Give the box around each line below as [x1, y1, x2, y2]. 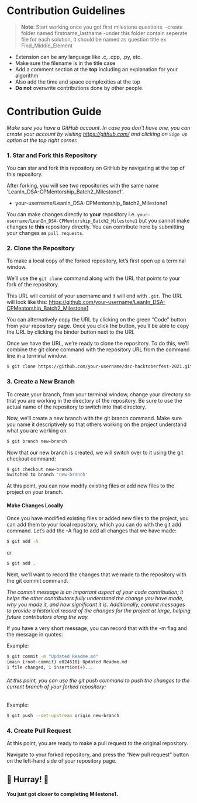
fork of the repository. [6, 281, 60, 288]
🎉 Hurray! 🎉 [6, 774, 49, 784]
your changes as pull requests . [6, 230, 84, 237]
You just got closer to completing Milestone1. [6, 791, 119, 798]
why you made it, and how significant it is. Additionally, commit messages [6, 601, 186, 608]
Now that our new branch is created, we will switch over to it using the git [6, 449, 184, 456]
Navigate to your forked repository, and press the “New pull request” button [6, 751, 189, 758]
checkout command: [6, 455, 56, 462]
